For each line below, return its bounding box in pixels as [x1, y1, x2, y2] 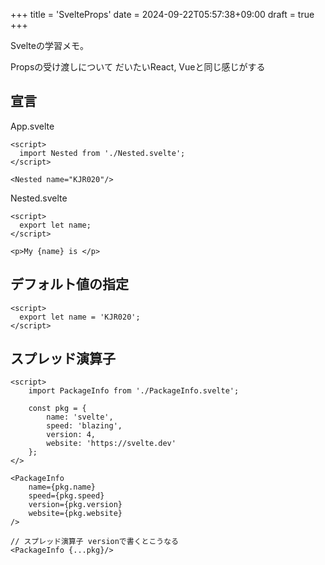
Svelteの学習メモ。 [10, 40, 89, 51]
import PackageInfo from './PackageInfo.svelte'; [28, 386, 240, 396]
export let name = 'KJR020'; [19, 312, 141, 322]
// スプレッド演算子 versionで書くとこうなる [10, 537, 179, 547]
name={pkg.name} [28, 482, 97, 493]
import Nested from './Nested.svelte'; [19, 148, 186, 158]
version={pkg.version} [28, 500, 123, 510]
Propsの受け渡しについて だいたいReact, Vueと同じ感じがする [10, 61, 266, 73]
